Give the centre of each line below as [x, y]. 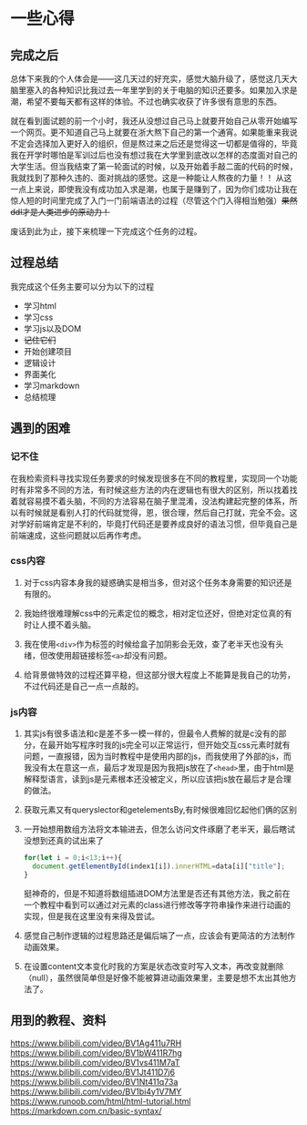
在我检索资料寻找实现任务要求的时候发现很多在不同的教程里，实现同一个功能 [154, 478]
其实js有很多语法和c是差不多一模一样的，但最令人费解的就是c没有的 [151, 733]
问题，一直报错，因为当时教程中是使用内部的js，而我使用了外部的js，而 [158, 756]
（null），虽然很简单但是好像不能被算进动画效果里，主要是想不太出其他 [156, 977]
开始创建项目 [47, 351]
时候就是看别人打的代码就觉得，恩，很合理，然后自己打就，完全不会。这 [162, 512]
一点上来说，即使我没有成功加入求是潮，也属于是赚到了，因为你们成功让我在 [154, 189]
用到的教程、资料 [58, 1021]
